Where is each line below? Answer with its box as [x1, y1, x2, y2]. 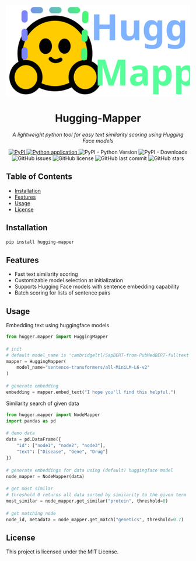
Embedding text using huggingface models [6, 322, 110, 329]
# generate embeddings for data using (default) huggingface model [6, 467, 174, 473]
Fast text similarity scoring [14, 271, 78, 278]
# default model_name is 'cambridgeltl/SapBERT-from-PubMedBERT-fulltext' [6, 352, 192, 358]
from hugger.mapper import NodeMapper [6, 411, 100, 418]
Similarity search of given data [6, 400, 79, 407]
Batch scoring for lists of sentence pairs [14, 289, 111, 296]
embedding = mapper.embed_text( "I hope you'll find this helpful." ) [6, 389, 176, 395]
